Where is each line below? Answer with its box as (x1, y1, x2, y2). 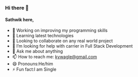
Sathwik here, (5, 17, 34, 23)
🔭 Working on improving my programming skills (12, 27, 108, 33)
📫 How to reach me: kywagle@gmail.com (12, 54, 97, 60)
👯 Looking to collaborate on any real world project (12, 38, 113, 44)
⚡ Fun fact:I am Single (12, 66, 57, 73)
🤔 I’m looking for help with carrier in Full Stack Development (12, 43, 133, 49)
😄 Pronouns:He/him (12, 61, 53, 67)
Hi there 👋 (5, 4, 29, 11)
